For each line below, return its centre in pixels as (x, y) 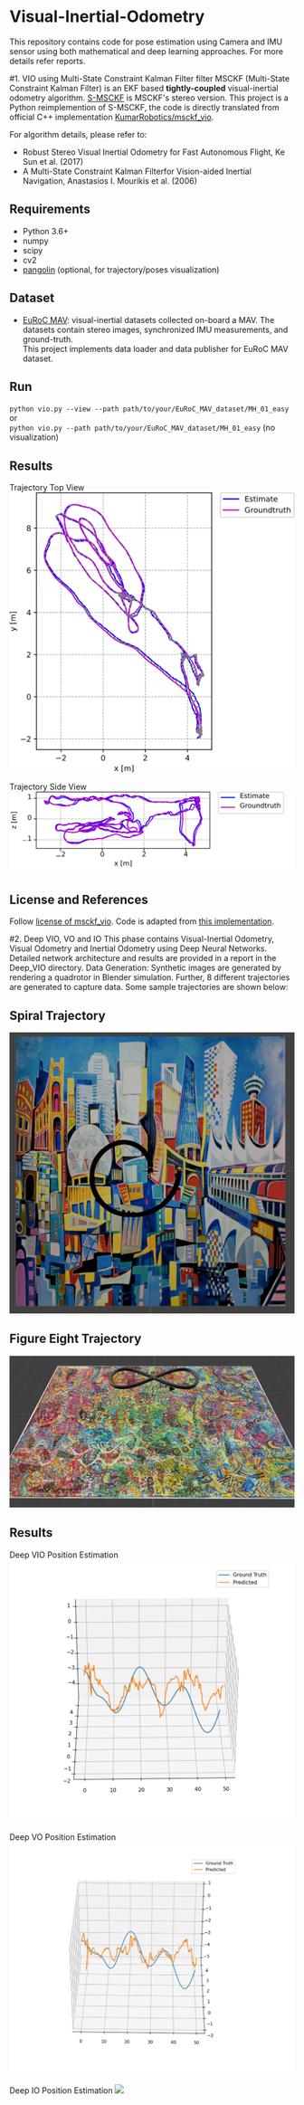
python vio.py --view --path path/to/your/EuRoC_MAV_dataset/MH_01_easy (149, 409)
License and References (79, 899)
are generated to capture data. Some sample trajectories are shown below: (149, 987)
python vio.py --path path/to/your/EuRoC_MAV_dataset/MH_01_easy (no (142, 428)
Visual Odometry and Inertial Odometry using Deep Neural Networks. (138, 948)
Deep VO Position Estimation (62, 1837)
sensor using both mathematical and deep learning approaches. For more (146, 51)
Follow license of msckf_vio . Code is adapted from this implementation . (142, 921)
